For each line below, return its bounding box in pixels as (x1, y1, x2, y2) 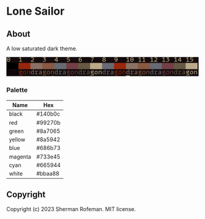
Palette (6, 86, 28, 94)
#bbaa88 (36, 170, 60, 177)
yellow (9, 136, 26, 143)
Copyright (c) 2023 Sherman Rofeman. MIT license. (6, 206, 136, 213)
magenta (9, 153, 32, 160)
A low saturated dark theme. (6, 45, 77, 52)
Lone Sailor (6, 4, 65, 18)
